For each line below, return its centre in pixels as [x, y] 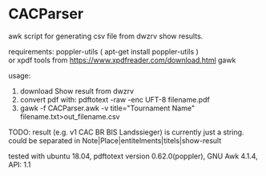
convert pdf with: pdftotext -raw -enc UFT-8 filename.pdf [115, 99]
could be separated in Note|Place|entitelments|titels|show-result [115, 140]
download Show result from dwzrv [77, 91]
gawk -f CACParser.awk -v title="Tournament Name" [107, 108]
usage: [20, 75]
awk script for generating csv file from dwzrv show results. [106, 36]
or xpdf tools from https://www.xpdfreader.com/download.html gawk [122, 60]
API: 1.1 [20, 164]
